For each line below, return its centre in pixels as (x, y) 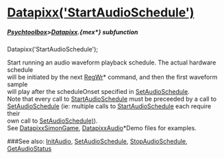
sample (17, 84)
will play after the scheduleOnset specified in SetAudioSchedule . (98, 92)
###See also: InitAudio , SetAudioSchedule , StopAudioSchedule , (98, 141)
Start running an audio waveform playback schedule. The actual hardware (112, 62)
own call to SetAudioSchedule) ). (52, 121)
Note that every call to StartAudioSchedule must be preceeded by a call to (112, 99)
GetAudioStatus (29, 149)
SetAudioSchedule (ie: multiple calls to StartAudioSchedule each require (109, 106)
